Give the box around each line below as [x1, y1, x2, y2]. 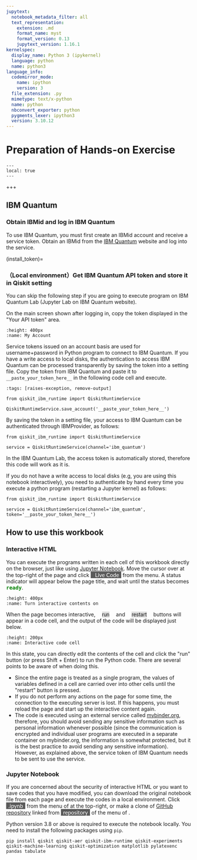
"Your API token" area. [6, 316, 61, 324]
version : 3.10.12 [11, 118, 54, 124]
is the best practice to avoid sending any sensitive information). [14, 742, 169, 750]
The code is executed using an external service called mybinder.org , [14, 711, 181, 718]
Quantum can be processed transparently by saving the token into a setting [6, 362, 189, 369]
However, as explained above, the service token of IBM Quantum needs [14, 749, 188, 756]
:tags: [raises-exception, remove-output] [6, 386, 112, 392]
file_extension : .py [11, 91, 62, 96]
